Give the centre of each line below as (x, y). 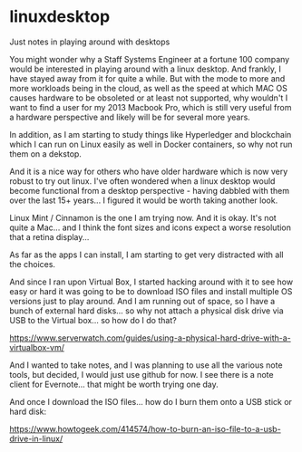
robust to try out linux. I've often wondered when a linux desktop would (142, 181)
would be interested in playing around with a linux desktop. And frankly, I (145, 69)
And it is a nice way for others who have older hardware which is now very (149, 171)
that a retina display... (49, 236)
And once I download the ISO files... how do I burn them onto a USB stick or (151, 401)
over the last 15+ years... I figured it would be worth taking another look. (144, 200)
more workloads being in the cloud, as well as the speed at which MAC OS (148, 88)
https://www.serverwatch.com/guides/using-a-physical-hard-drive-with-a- (151, 338)
